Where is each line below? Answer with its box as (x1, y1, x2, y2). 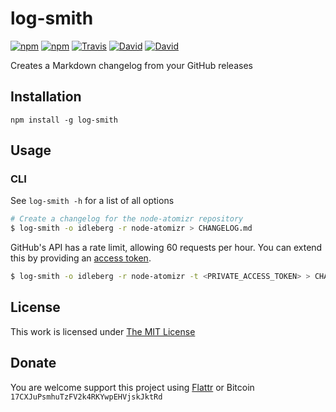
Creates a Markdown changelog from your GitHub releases (10, 59, 253, 71)
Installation (10, 88, 82, 106)
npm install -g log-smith (10, 115, 118, 125)
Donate (10, 355, 57, 372)
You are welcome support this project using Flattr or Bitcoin (10, 381, 255, 393)
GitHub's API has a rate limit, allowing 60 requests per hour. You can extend (10, 242, 323, 254)
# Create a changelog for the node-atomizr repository (10, 214, 244, 224)
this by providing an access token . (10, 252, 152, 264)
